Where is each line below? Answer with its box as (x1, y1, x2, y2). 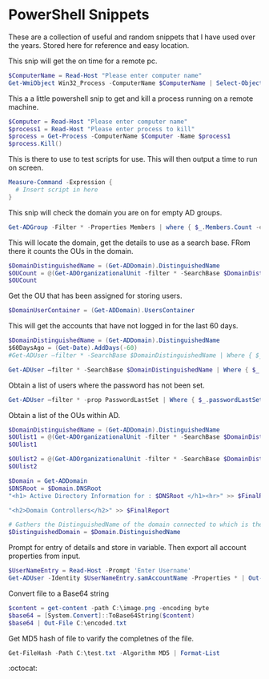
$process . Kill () (8, 140, 62, 148)
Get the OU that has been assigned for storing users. (8, 291, 183, 301)
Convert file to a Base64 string (8, 589, 110, 598)
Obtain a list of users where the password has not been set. (8, 380, 206, 390)
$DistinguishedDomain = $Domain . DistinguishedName (8, 528, 181, 536)
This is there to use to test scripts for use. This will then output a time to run (8, 155, 258, 164)
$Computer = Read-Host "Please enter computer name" (8, 118, 188, 126)
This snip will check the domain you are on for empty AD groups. (8, 207, 223, 217)
